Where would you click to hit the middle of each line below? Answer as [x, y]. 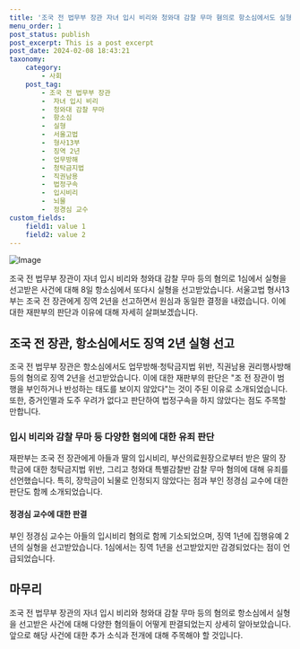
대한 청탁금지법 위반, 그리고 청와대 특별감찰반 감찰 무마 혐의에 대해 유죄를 [161, 469]
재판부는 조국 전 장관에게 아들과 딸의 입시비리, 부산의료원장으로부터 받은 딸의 [143, 458]
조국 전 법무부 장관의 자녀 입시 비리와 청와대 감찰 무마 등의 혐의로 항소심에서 [142, 612]
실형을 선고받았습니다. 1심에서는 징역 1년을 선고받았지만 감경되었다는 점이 [153, 547]
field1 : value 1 [56, 226]
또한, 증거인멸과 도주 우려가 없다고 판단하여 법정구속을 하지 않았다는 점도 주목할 [148, 400]
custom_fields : [38, 218]
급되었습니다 [31, 558]
